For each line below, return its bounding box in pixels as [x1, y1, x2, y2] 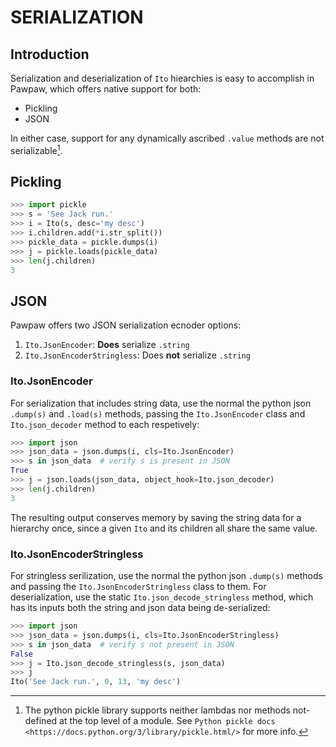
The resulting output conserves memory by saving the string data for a [10, 511, 302, 523]
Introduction [10, 46, 90, 63]
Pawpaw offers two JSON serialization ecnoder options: [10, 319, 242, 331]
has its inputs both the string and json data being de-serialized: [10, 602, 271, 613]
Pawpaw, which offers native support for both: [10, 83, 202, 95]
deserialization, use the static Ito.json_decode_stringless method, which [10, 591, 314, 603]
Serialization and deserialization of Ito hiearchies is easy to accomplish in [10, 72, 315, 84]
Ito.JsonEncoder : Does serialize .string [24, 339, 190, 351]
